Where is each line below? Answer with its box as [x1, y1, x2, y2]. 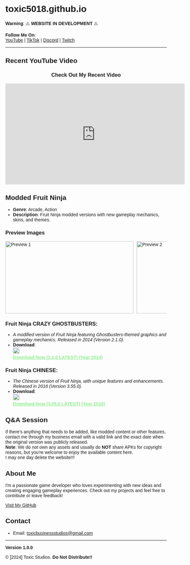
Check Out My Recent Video [51, 72, 121, 78]
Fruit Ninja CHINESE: [5, 367, 58, 373]
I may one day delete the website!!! [5, 455, 75, 460]
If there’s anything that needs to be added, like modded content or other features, [5, 429, 166, 435]
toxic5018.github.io [5, 4, 87, 14]
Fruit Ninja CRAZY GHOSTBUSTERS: [5, 320, 98, 327]
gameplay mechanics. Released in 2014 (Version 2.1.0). [12, 337, 124, 343]
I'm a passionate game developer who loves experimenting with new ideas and [5, 482, 161, 488]
